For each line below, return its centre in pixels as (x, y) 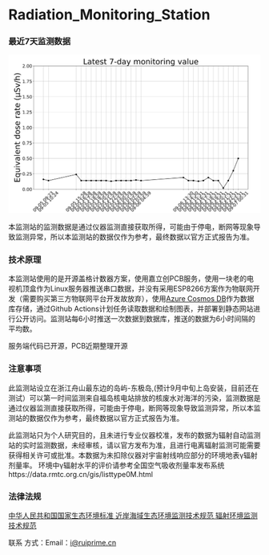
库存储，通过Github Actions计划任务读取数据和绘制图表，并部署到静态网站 (131, 309)
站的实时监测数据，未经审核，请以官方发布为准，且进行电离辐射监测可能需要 (134, 445)
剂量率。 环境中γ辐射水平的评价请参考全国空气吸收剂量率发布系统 (116, 465)
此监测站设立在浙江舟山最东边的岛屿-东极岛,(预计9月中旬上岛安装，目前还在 (134, 388)
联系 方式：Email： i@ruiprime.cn (62, 542)
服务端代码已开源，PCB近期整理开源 (68, 346)
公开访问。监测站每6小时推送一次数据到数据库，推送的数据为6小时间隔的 (135, 319)
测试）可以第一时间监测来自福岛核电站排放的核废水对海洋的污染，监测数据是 (134, 398)
